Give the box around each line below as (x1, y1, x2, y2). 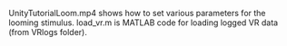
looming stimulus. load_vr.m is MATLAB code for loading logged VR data (8, 17, 279, 28)
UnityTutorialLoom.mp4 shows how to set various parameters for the (8, 8, 266, 18)
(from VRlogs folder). (8, 27, 87, 37)
